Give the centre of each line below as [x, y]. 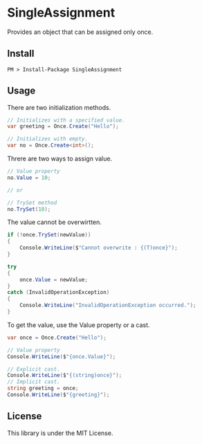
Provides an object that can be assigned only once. [80, 32]
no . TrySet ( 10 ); [29, 209]
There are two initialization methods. [59, 107]
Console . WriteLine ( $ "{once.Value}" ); [62, 357]
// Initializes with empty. [48, 139]
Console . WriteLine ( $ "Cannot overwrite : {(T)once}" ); [99, 248]
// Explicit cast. [34, 369]
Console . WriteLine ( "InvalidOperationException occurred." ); [108, 306]
